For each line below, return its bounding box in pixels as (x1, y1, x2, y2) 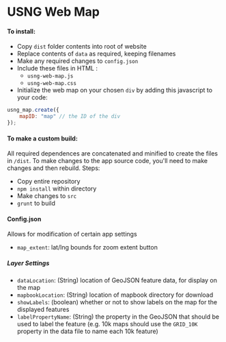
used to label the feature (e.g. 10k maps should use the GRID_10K (16, 320, 198, 328)
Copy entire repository (16, 178, 81, 186)
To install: (7, 27, 36, 35)
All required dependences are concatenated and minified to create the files (7, 149, 218, 158)
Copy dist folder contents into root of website (16, 42, 147, 51)
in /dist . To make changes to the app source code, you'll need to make (7, 157, 208, 165)
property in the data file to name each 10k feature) (16, 327, 158, 336)
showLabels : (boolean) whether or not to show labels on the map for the (16, 298, 217, 306)
